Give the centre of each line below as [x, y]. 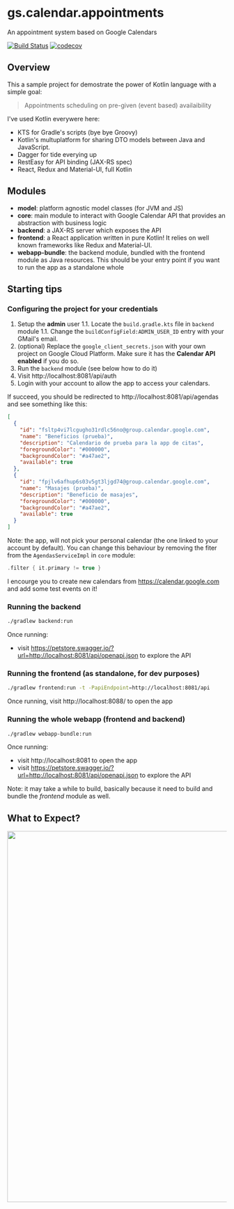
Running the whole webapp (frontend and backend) [96, 719]
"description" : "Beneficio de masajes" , [79, 495]
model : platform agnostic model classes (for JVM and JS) [100, 208]
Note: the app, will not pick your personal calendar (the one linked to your [113, 540]
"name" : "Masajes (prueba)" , [62, 488]
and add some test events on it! [52, 588]
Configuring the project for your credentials [83, 309]
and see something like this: [47, 404]
